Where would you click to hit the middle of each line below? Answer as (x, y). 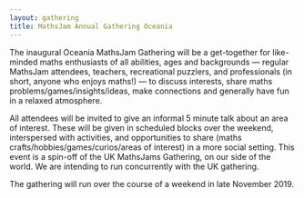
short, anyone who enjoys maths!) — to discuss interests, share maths (141, 81)
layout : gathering (44, 18)
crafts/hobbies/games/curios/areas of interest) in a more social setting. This (152, 147)
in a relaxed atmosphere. (56, 100)
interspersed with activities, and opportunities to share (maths (126, 137)
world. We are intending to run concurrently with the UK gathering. (134, 166)
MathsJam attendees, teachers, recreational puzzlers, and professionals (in (151, 71)
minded (24, 62)
